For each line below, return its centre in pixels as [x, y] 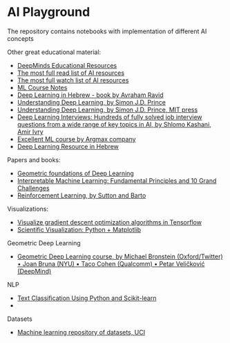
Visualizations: [28, 209]
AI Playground [49, 12]
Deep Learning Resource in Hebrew [68, 146]
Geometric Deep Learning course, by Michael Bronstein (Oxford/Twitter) [120, 256]
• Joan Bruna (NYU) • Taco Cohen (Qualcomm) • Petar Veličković [111, 263]
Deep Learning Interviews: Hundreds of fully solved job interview [109, 117]
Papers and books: [34, 159]
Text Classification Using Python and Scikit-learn [87, 298]
